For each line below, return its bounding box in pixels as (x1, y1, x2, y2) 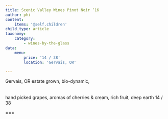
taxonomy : (5, 31, 27, 36)
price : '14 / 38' (23, 55, 60, 60)
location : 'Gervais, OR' (23, 60, 77, 65)
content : (5, 17, 24, 22)
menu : (14, 50, 27, 55)
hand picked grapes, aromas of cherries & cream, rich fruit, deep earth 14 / (5, 94, 163, 101)
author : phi (5, 12, 31, 17)
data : (5, 45, 17, 51)
